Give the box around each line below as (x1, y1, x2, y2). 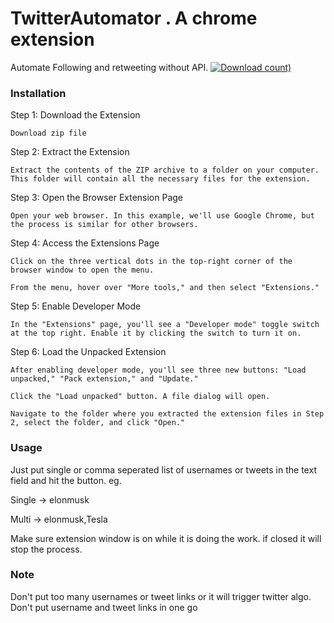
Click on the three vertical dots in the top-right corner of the (10, 257, 293, 267)
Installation (10, 86, 67, 100)
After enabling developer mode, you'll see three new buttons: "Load (10, 365, 307, 376)
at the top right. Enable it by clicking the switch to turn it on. (10, 328, 302, 339)
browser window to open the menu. (10, 265, 155, 276)
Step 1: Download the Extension (10, 109, 141, 121)
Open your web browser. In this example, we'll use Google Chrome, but (10, 211, 315, 221)
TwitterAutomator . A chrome (10, 7, 258, 30)
